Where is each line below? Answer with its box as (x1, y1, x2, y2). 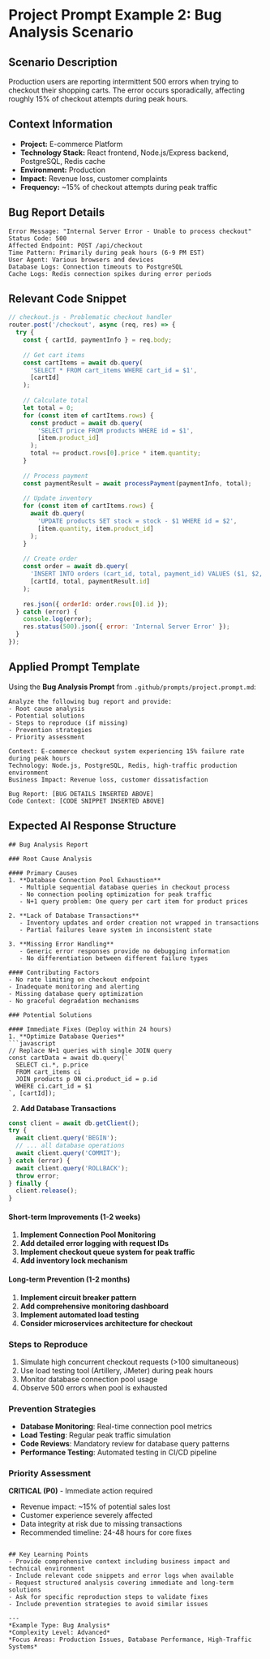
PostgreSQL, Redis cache (19, 156, 105, 166)
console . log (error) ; (23, 615, 92, 623)
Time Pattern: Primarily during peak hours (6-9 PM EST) (8, 248, 205, 256)
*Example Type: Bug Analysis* (8, 1622, 111, 1630)
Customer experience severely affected (19, 1510, 152, 1520)
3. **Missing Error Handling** (8, 940, 114, 948)
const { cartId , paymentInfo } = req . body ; (23, 336, 173, 344)
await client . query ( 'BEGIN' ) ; (15, 1134, 118, 1142)
